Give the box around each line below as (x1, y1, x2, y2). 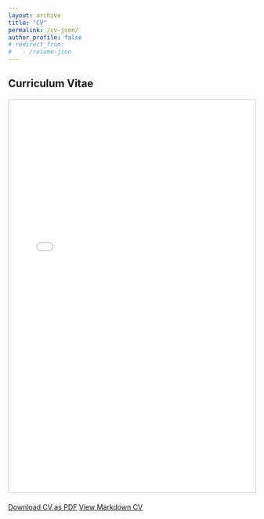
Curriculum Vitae (8, 77, 94, 90)
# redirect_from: (8, 41, 65, 49)
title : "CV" (8, 19, 47, 27)
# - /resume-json (8, 48, 72, 56)
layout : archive (8, 11, 61, 20)
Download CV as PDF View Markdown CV (8, 503, 143, 512)
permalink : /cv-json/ (8, 26, 79, 34)
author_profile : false (8, 33, 82, 42)
